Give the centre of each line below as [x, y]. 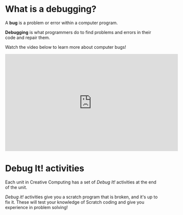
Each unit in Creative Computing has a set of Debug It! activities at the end [81, 182]
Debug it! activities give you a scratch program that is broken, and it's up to [81, 197]
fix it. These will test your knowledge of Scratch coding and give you [75, 202]
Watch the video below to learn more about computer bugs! [66, 47]
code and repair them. [28, 37]
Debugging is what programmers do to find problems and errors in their [78, 32]
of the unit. [16, 187]
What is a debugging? [51, 9]
